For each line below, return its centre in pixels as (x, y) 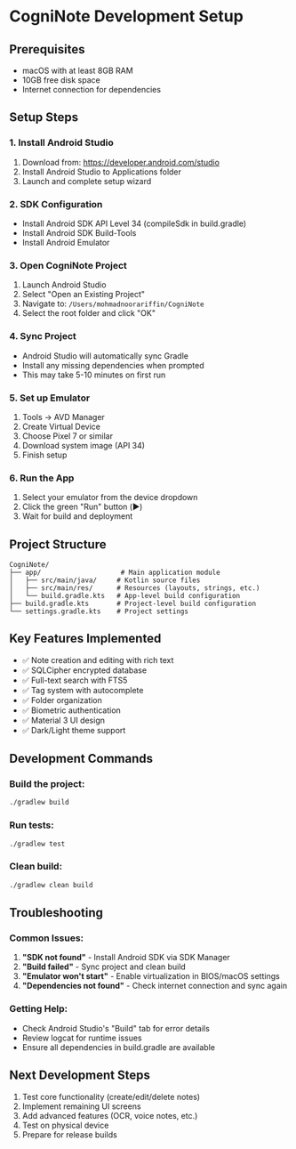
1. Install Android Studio (61, 142)
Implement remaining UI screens (81, 1106)
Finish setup (44, 455)
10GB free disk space (61, 80)
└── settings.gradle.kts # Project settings (99, 611)
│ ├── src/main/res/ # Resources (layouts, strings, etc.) (135, 588)
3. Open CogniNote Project (68, 265)
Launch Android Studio (64, 285)
